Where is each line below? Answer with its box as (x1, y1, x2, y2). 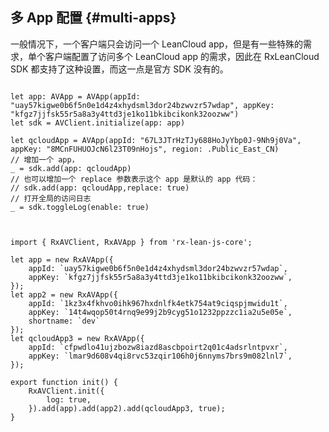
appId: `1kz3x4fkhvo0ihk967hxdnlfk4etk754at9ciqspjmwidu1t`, (28, 298, 288, 308)
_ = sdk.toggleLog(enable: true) (10, 202, 150, 212)
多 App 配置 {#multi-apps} (10, 9, 177, 27)
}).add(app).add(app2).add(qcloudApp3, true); (28, 403, 226, 413)
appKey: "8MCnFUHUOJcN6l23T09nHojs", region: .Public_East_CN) (10, 144, 280, 154)
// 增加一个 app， (10, 154, 80, 165)
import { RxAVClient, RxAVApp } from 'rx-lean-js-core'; (10, 237, 253, 247)
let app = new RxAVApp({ (10, 254, 114, 265)
